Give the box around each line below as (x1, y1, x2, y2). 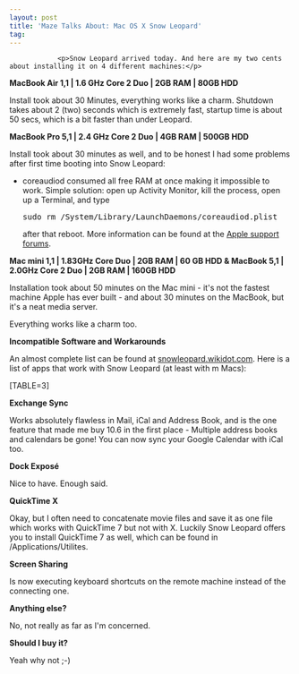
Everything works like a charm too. (9, 319, 138, 329)
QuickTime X (9, 496, 58, 507)
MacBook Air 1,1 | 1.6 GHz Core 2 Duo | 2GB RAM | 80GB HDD (9, 78, 239, 89)
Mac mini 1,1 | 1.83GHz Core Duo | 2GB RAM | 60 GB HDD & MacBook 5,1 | (9, 256, 285, 267)
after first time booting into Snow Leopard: (9, 158, 166, 169)
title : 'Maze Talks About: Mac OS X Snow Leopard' (9, 21, 202, 30)
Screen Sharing (9, 559, 69, 569)
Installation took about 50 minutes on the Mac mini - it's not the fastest (9, 283, 270, 294)
